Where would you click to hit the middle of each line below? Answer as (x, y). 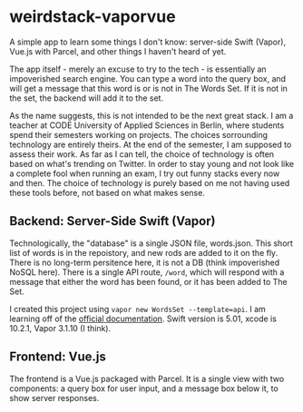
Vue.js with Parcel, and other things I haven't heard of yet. (118, 51)
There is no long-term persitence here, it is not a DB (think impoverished (145, 262)
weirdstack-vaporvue (93, 17)
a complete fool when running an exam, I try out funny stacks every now (145, 173)
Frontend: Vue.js (58, 357)
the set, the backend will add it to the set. (87, 98)
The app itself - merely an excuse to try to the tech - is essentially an (138, 69)
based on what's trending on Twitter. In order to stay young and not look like (152, 163)
